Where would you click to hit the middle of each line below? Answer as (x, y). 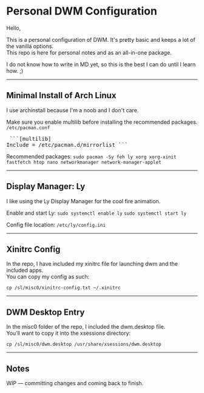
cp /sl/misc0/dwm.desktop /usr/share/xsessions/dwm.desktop (84, 344)
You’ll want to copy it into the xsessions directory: (69, 333)
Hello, (14, 28)
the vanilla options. (30, 46)
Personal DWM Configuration (82, 11)
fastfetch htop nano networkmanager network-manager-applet (84, 162)
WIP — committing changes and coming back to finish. (75, 383)
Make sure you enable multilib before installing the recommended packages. (102, 122)
